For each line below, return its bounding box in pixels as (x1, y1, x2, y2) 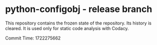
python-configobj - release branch (5, 3, 152, 15)
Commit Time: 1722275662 (5, 35, 61, 41)
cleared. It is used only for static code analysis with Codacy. (5, 25, 129, 31)
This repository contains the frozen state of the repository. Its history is (5, 20, 151, 26)
